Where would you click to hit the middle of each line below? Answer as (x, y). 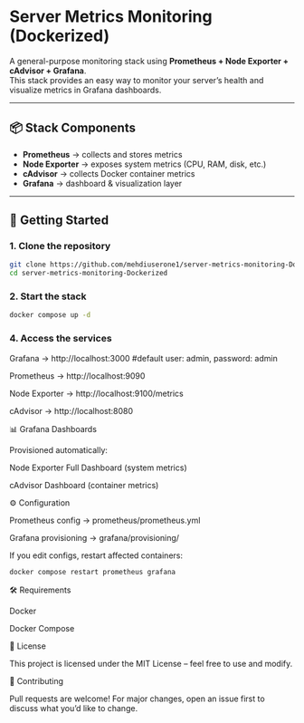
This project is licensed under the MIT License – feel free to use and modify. (151, 663)
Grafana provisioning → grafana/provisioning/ (94, 537)
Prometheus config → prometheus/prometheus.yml (105, 520)
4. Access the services (61, 339)
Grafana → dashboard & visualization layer (102, 183)
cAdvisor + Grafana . (48, 71)
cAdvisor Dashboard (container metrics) (84, 485)
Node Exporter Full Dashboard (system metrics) (98, 468)
